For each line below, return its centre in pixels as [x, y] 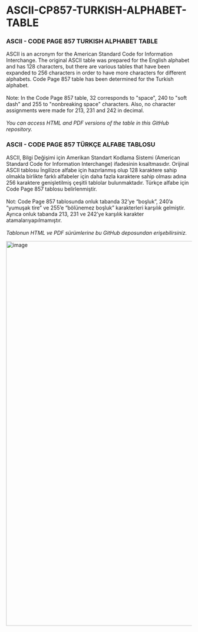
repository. [19, 129]
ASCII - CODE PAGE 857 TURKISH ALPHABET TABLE [82, 41]
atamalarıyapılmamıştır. [34, 220]
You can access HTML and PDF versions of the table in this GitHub [88, 123]
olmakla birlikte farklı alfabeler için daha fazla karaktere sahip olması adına [96, 176]
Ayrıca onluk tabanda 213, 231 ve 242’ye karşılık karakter [75, 214]
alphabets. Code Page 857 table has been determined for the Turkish [90, 79]
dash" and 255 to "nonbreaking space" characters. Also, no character [91, 104]
